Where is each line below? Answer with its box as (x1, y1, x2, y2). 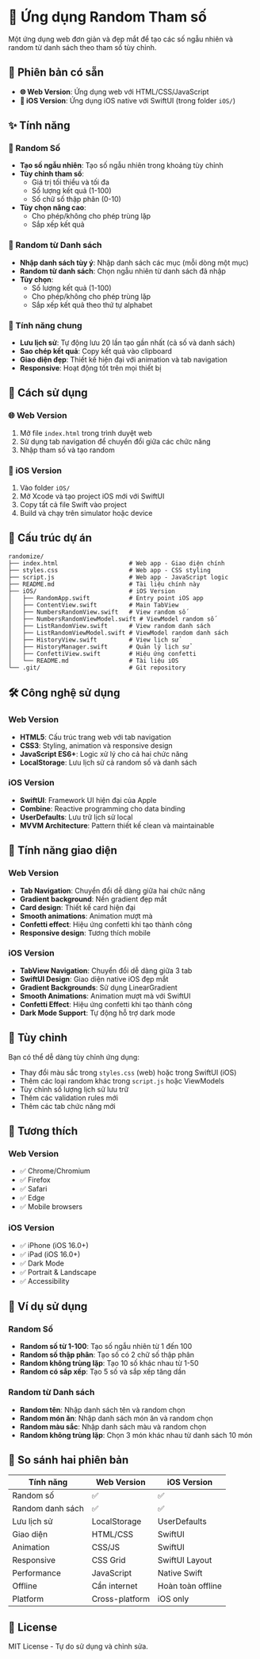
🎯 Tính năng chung (8, 320, 82, 331)
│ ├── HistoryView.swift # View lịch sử (8, 636, 179, 644)
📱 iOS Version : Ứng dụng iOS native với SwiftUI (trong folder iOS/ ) (19, 95, 236, 105)
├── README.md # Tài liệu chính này (8, 580, 201, 588)
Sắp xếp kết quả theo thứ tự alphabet (31, 300, 153, 309)
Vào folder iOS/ (19, 483, 71, 493)
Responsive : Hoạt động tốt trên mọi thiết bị (19, 363, 162, 373)
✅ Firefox (19, 1175, 51, 1184)
